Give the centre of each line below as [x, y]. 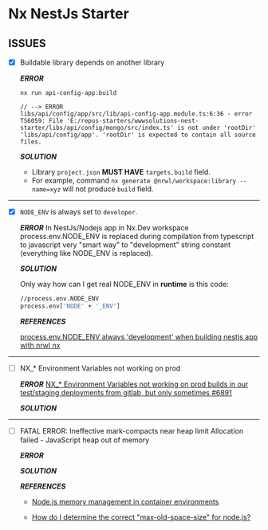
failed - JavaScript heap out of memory [85, 440]
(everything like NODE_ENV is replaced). [87, 253]
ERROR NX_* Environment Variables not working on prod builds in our [134, 384]
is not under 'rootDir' [217, 128]
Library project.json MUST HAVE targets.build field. [121, 172]
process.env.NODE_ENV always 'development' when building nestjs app [138, 336]
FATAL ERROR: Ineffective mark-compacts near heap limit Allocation [132, 430]
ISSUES [27, 43]
